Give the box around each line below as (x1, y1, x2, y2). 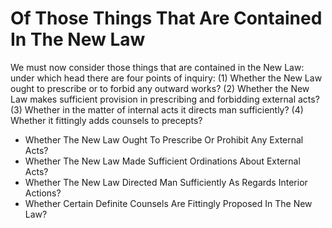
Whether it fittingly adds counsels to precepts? (10, 114, 203, 126)
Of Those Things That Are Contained (10, 7, 323, 30)
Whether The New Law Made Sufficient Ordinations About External (24, 155, 301, 167)
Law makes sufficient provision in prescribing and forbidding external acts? (10, 93, 320, 105)
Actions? (24, 187, 62, 199)
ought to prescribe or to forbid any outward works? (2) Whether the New (10, 82, 310, 94)
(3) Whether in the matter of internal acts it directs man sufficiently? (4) (10, 103, 304, 116)
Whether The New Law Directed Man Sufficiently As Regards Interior (24, 176, 308, 188)
